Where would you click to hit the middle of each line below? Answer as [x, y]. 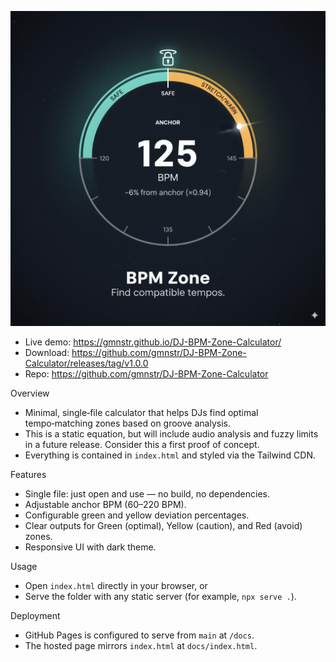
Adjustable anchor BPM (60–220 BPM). [105, 504]
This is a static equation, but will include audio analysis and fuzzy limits [171, 434]
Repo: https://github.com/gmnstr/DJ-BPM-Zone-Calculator [146, 374]
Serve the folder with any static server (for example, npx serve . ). [160, 596]
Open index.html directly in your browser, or [116, 585]
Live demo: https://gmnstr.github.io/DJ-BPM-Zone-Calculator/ [153, 342]
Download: [47, 352]
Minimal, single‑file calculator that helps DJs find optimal [141, 412]
